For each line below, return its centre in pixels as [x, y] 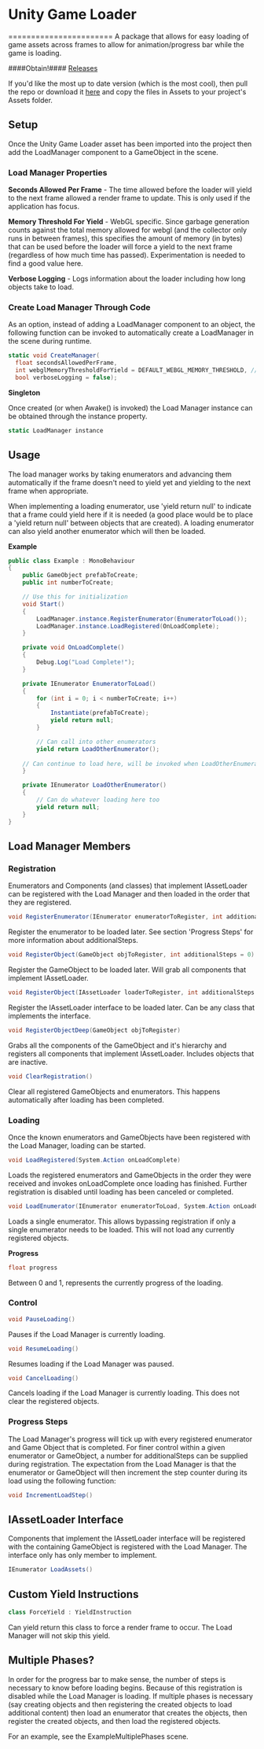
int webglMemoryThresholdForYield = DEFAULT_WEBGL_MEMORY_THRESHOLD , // [137, 370]
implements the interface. [49, 1015]
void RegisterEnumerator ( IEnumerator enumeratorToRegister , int [115, 917]
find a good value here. [46, 263]
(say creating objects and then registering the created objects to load [120, 1704]
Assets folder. [31, 100]
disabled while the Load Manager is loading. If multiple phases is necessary [131, 1696]
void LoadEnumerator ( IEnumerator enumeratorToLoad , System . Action [119, 1206]
